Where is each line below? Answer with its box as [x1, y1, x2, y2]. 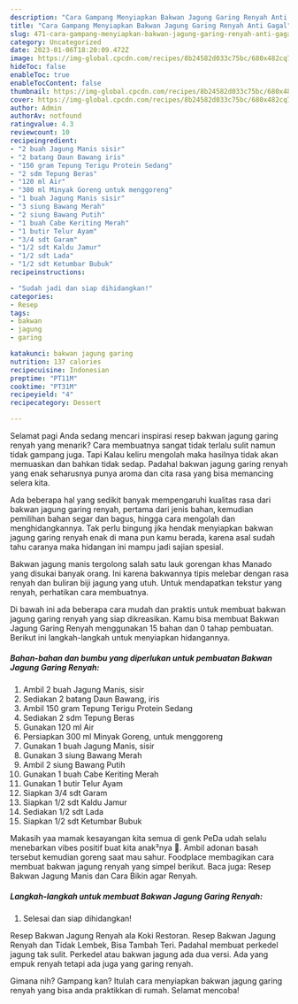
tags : [10, 309, 30, 318]
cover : [10, 95, 34, 104]
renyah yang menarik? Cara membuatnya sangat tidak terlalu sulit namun [10, 440, 276, 450]
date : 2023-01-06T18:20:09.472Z [10, 46, 129, 55]
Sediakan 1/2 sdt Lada [22, 806, 104, 816]
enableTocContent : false [10, 79, 102, 88]
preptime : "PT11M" [10, 373, 78, 383]
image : [10, 54, 34, 63]
